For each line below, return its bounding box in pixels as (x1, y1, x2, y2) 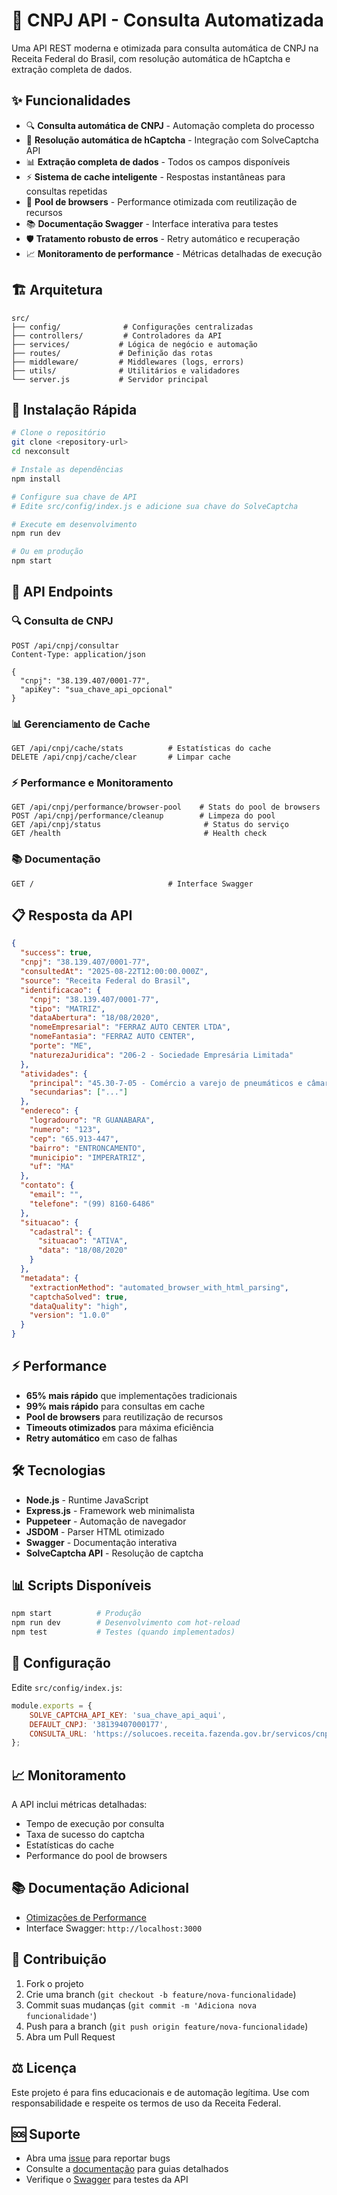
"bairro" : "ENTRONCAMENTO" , (29, 1143, 146, 1153)
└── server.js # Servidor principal (11, 374, 209, 384)
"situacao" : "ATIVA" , (37, 1236, 129, 1246)
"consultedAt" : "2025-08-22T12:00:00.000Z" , (20, 967, 209, 977)
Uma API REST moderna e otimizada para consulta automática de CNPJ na (11, 42, 319, 54)
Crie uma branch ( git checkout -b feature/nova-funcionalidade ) (25, 1988, 297, 2000)
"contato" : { (20, 1180, 75, 1191)
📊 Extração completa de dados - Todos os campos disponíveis (25, 155, 291, 168)
